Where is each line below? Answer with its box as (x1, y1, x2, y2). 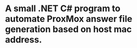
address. (5, 34, 42, 46)
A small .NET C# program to (5, 3, 121, 14)
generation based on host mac (5, 24, 132, 35)
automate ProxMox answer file (5, 13, 133, 24)
